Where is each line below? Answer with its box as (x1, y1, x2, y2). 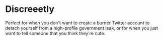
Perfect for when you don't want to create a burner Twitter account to (5, 20, 150, 26)
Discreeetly (5, 3, 54, 15)
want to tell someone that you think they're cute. (5, 30, 106, 36)
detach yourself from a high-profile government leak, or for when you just (5, 25, 158, 31)
